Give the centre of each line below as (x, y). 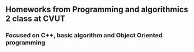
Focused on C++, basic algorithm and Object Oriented (84, 36)
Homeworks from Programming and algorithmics (97, 10)
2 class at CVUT (36, 19)
